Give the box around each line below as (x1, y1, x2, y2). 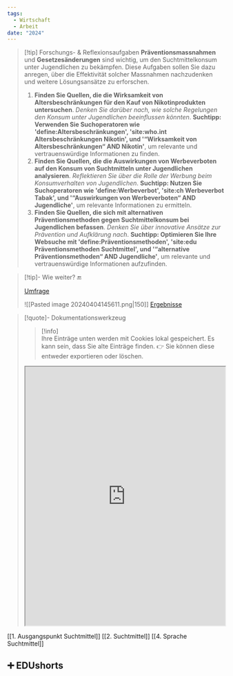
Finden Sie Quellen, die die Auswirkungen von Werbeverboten (34, 157, 217, 166)
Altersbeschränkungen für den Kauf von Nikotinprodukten (34, 98, 206, 107)
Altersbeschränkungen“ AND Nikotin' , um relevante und (34, 142, 198, 151)
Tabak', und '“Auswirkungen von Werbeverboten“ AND (34, 194, 196, 202)
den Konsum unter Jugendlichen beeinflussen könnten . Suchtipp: (34, 113, 222, 122)
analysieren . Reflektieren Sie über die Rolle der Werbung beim (34, 172, 212, 180)
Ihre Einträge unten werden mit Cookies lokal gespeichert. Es (41, 334, 215, 342)
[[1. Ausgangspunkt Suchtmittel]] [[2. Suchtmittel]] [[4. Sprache (7, 632, 188, 641)
